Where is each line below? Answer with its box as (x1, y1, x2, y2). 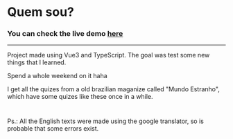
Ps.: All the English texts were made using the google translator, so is (7, 117, 205, 125)
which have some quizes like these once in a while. (7, 93, 154, 101)
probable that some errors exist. (7, 124, 99, 132)
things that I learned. (7, 58, 67, 66)
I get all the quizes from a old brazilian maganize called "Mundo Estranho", (7, 85, 220, 93)
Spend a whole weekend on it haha (7, 72, 107, 80)
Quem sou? (7, 4, 74, 20)
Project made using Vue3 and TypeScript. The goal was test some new (7, 51, 210, 59)
